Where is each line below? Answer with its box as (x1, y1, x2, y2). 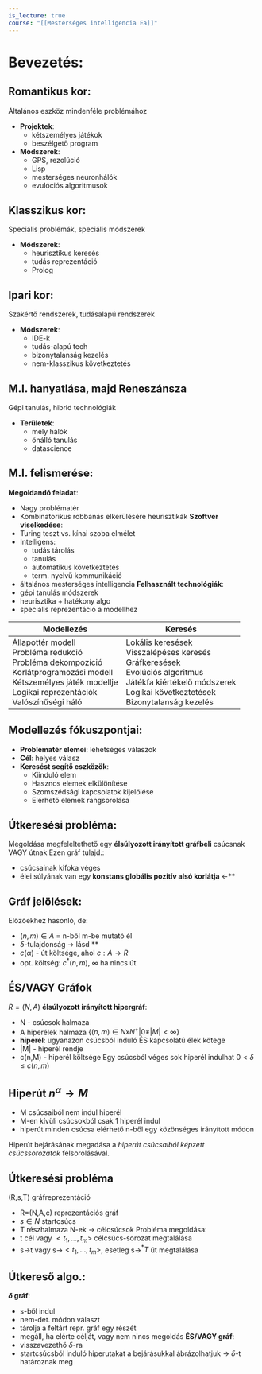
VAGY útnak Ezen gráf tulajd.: (8, 848, 105, 857)
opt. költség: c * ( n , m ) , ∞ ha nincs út (19, 957, 137, 967)
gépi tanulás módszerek (19, 588, 99, 597)
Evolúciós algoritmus (125, 666, 204, 677)
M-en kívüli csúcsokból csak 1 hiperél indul (19, 1116, 160, 1126)
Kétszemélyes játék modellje (12, 677, 118, 688)
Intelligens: (19, 537, 56, 546)
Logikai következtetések (125, 686, 216, 697)
